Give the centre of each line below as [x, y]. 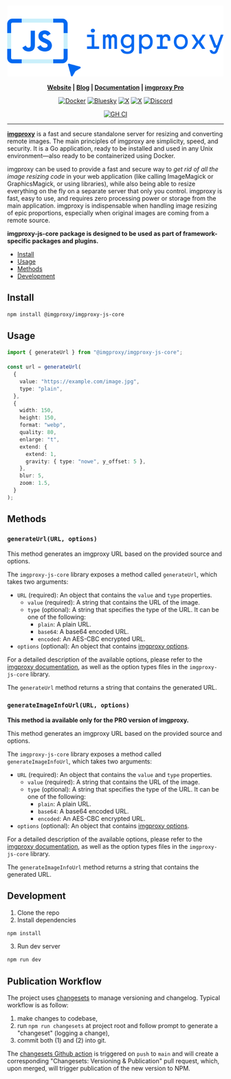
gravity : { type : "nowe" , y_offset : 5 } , [86, 461]
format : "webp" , [43, 425]
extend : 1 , [41, 454]
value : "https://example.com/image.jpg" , [79, 381]
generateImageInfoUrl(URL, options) [68, 706]
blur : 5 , [32, 476]
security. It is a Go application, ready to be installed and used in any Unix [110, 148]
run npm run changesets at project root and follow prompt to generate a [118, 1026]
